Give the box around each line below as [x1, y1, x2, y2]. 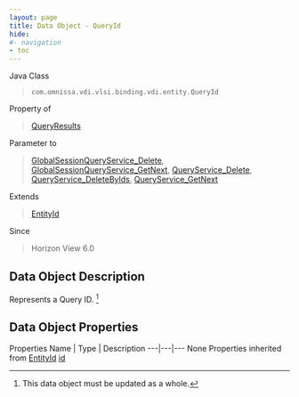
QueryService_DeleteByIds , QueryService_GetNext [30, 174, 218, 185]
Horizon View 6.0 [30, 243, 95, 254]
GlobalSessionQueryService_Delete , [30, 155, 165, 166]
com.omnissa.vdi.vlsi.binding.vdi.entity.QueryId [30, 88, 220, 97]
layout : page [9, 12, 58, 22]
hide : [9, 29, 29, 38]
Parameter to [9, 138, 58, 149]
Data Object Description [9, 269, 145, 284]
